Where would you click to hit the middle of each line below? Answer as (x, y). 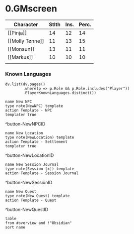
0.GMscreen (31, 9)
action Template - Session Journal (42, 173)
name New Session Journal (32, 165)
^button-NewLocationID (30, 155)
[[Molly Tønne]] (26, 41)
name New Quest (21, 192)
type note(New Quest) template (37, 196)
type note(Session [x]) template (40, 169)
